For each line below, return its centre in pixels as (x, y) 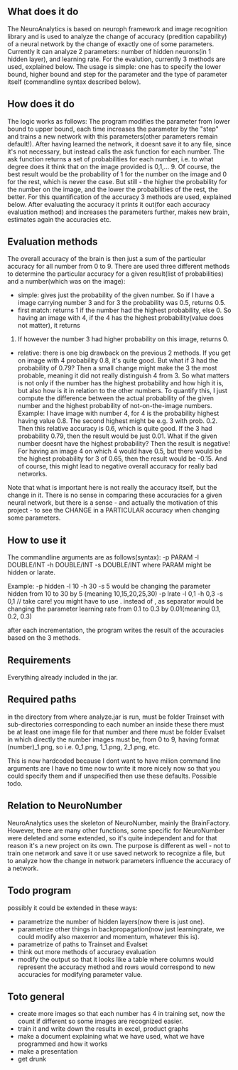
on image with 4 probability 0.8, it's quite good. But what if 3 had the (118, 360)
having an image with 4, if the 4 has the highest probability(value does (120, 318)
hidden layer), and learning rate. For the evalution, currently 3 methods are (117, 59)
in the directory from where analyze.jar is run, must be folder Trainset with (116, 717)
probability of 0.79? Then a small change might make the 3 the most (117, 368)
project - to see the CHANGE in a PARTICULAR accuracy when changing (114, 510)
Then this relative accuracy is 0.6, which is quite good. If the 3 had (115, 429)
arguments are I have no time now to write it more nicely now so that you (114, 768)
